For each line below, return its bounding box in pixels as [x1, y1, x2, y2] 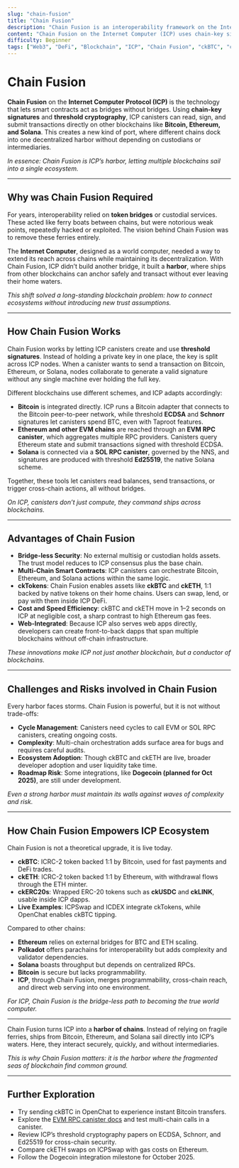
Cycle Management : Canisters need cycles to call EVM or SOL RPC [17, 723, 216, 732]
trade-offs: [7, 709, 39, 718]
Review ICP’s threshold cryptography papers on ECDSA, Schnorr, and [17, 1130, 221, 1138]
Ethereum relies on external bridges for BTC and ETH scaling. [17, 938, 199, 946]
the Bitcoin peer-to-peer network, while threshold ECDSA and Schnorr [17, 409, 225, 418]
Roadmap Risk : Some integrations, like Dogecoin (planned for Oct [17, 768, 213, 777]
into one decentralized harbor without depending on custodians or [7, 135, 201, 144]
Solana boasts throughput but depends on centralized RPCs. [17, 960, 196, 969]
